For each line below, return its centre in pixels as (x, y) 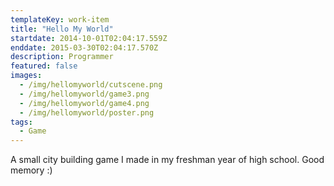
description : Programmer (62, 57)
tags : (21, 122)
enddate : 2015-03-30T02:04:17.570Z (84, 47)
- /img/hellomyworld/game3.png (84, 94)
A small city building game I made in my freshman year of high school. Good (167, 160)
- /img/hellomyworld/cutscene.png (91, 85)
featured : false (44, 66)
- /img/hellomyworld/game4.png (84, 103)
